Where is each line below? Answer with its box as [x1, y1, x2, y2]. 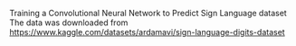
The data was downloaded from [9, 17, 129, 28]
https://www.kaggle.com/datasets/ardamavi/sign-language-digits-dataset [9, 27, 285, 37]
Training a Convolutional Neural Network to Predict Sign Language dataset [9, 8, 287, 18]
